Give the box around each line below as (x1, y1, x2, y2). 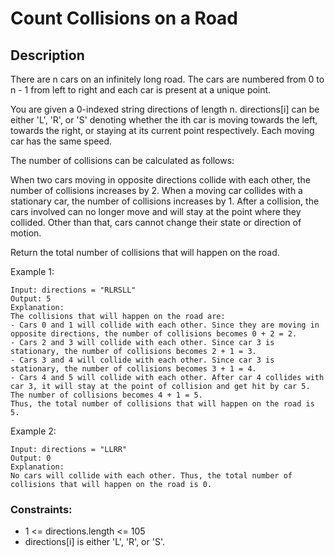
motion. (10, 227, 42, 239)
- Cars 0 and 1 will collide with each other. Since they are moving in (10, 320, 320, 330)
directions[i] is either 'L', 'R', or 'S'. (24, 536, 165, 548)
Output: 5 (10, 294, 52, 304)
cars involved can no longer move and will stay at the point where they (10, 206, 302, 217)
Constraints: (10, 502, 73, 516)
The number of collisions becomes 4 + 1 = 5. (10, 390, 203, 400)
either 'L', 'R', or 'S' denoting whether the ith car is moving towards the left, (10, 114, 318, 126)
